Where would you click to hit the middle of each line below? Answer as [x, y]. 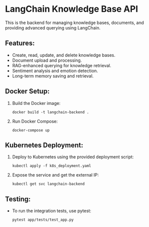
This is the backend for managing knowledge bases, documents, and [74, 23]
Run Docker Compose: [35, 121]
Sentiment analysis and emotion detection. [55, 71]
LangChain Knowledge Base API [72, 9]
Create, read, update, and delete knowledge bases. [64, 55]
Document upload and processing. [47, 60]
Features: [20, 43]
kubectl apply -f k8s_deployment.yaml [52, 166]
